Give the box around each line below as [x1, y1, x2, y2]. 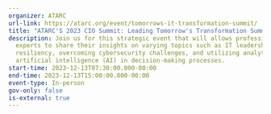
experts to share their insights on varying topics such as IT [15, 42, 232, 50]
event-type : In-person [8, 79, 85, 87]
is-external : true [8, 94, 70, 102]
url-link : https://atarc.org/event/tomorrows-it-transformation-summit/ [8, 19, 258, 27]
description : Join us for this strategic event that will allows [8, 34, 232, 43]
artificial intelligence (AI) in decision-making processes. [15, 57, 226, 65]
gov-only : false [8, 86, 63, 95]
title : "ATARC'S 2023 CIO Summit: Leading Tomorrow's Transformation [8, 26, 248, 35]
